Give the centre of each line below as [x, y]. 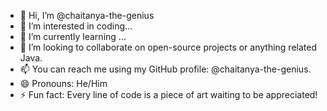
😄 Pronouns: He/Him [63, 83]
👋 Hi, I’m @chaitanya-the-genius [87, 15]
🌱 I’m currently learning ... [73, 36]
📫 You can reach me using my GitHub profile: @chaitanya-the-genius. [165, 69]
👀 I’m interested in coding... [76, 26]
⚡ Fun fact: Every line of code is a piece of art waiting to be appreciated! [168, 94]
